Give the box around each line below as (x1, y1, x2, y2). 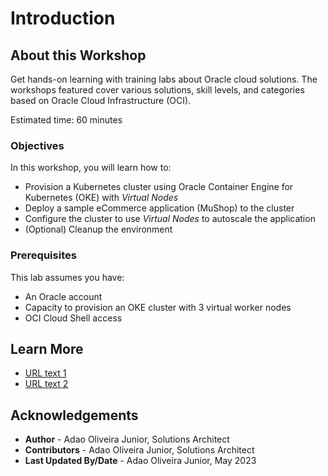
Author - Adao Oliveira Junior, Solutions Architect (24, 433, 230, 446)
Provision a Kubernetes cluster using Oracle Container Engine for (24, 181, 294, 193)
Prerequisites (10, 248, 77, 262)
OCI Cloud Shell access (24, 312, 123, 324)
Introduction (10, 7, 116, 30)
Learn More (10, 340, 84, 357)
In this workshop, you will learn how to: (10, 162, 172, 174)
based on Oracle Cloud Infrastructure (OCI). (10, 95, 192, 106)
